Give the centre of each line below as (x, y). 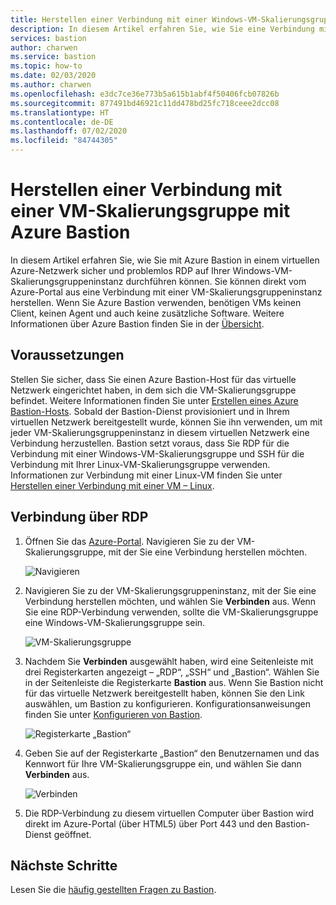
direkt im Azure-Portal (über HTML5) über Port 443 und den (148, 823)
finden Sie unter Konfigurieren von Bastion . (113, 714)
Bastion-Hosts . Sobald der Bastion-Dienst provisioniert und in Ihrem (150, 411)
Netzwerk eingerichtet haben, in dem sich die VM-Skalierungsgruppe (153, 390)
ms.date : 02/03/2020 (53, 76)
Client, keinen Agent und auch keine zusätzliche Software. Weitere (147, 313)
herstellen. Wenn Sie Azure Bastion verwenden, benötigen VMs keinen (156, 302)
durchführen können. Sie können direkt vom (216, 281)
